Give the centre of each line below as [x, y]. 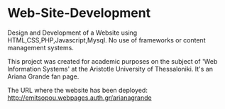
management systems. [41, 47]
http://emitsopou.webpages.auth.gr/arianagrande [79, 98]
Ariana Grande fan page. [43, 76]
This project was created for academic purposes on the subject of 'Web [112, 61]
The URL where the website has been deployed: [77, 90]
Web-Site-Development [79, 13]
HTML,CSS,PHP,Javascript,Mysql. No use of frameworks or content [106, 40]
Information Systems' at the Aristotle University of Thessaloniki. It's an [110, 69]
